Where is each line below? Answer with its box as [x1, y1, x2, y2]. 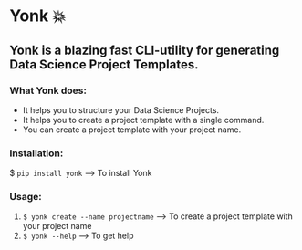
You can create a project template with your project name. [22, 124, 242, 135]
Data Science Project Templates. [9, 57, 199, 72]
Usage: [9, 191, 43, 203]
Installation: [9, 147, 64, 160]
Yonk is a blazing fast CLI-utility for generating [9, 42, 280, 57]
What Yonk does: [9, 84, 87, 97]
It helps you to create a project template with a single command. [22, 114, 265, 125]
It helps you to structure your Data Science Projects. [22, 104, 220, 115]
